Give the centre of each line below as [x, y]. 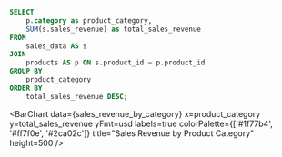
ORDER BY [26, 88]
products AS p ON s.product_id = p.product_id [116, 63]
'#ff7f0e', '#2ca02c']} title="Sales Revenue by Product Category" [132, 133]
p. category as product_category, [89, 20]
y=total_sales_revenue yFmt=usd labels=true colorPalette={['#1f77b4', [141, 123]
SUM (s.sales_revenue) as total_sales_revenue [114, 29]
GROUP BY [26, 72]
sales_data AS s [57, 46]
